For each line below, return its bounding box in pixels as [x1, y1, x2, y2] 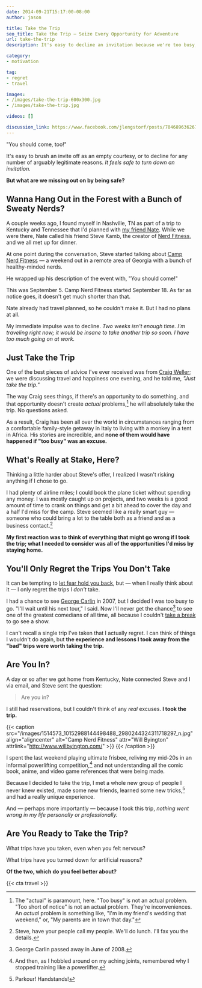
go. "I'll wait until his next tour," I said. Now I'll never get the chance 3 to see [6, 604, 192, 612]
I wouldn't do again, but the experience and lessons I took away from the [6, 635, 190, 643]
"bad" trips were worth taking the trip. [6, 642, 104, 649]
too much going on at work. [6, 335, 75, 343]
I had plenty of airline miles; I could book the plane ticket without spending [6, 489, 191, 496]
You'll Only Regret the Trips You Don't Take [6, 563, 171, 574]
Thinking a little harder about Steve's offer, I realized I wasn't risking [6, 471, 174, 478]
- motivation [6, 58, 39, 64]
